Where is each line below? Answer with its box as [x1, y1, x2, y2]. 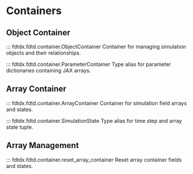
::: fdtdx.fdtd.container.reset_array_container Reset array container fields [6, 156, 182, 163]
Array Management [6, 140, 79, 150]
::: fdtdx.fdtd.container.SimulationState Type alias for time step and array [6, 117, 182, 124]
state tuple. [6, 123, 34, 130]
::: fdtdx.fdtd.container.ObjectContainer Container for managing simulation [6, 43, 187, 50]
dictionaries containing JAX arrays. [6, 67, 91, 74]
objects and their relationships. [6, 49, 81, 56]
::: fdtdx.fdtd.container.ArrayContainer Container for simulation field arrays [6, 99, 187, 106]
